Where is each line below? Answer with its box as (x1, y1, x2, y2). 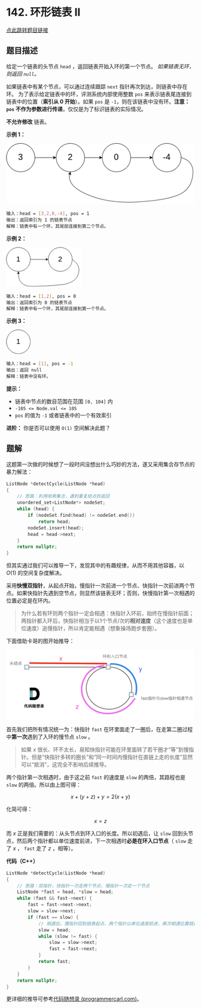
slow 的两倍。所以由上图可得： (6, 781, 82, 788)
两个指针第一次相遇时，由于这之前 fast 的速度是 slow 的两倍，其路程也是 (6, 773, 186, 780)
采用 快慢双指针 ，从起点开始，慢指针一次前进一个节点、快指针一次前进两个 (6, 582, 190, 589)
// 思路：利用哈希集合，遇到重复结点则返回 (17, 494, 110, 500)
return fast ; (38, 959, 71, 965)
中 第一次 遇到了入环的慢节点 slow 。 (6, 733, 94, 740)
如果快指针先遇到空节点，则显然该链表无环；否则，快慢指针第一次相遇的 (16, 589, 195, 597)
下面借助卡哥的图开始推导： (6, 637, 75, 644)
